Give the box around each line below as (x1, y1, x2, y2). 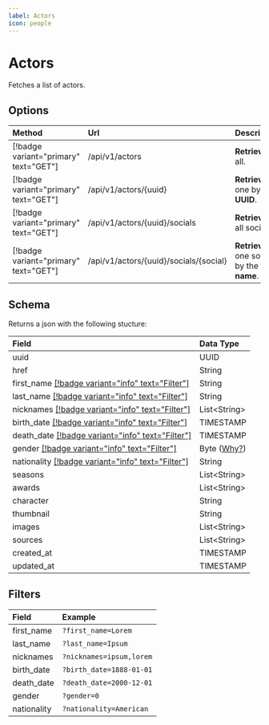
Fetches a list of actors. (8, 80, 86, 90)
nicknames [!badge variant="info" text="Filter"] (12, 404, 191, 415)
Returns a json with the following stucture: (8, 319, 147, 329)
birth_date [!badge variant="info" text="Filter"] (12, 417, 188, 428)
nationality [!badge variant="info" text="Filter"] (12, 456, 190, 467)
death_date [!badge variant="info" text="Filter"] (12, 430, 192, 442)
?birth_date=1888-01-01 (62, 665, 153, 674)
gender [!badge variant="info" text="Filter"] (12, 443, 178, 454)
